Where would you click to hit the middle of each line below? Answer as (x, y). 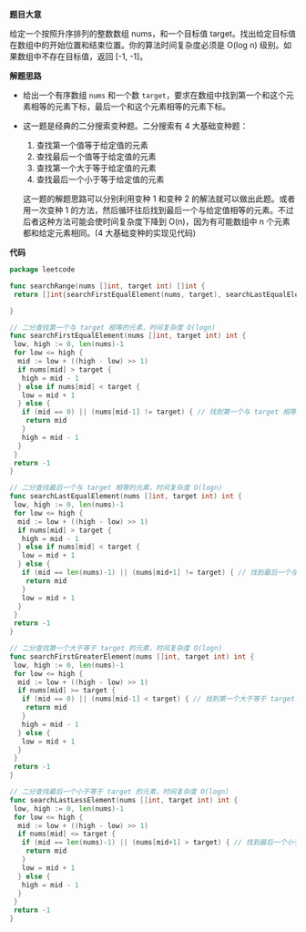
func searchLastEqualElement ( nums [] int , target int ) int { (126, 497)
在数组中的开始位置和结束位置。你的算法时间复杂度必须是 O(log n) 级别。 (147, 45)
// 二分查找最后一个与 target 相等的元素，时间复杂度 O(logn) (116, 488)
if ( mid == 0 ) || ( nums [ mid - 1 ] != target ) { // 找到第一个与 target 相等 (159, 412)
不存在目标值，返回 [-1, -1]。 (94, 56)
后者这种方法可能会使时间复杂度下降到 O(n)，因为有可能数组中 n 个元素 (157, 221)
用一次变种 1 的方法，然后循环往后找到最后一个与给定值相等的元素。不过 (158, 210)
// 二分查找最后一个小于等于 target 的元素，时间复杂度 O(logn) (119, 792)
